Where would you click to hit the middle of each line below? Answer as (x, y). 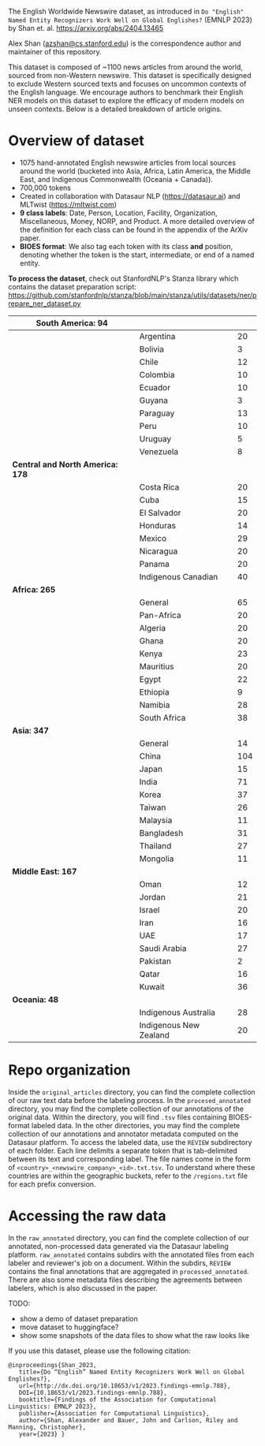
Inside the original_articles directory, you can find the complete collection (132, 1092)
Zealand (154, 1034)
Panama (154, 564)
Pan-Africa (160, 615)
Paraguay (157, 413)
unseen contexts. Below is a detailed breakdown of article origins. (115, 109)
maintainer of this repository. (55, 52)
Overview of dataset (76, 141)
